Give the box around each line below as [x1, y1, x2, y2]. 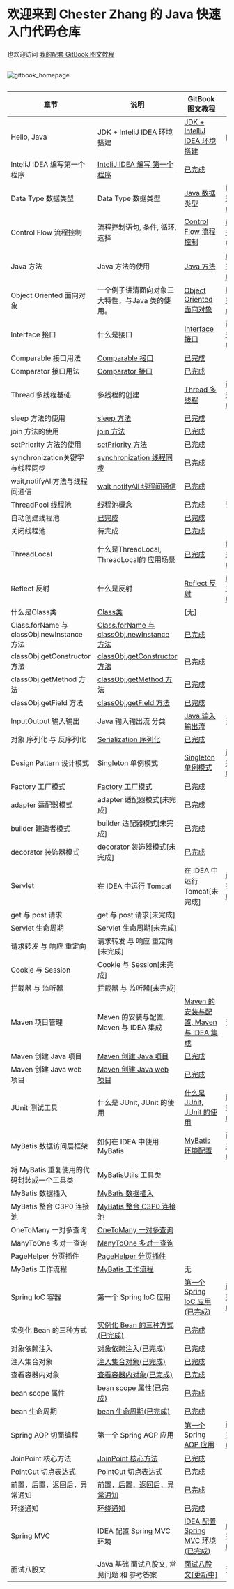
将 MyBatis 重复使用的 [10, 1165, 84, 1174]
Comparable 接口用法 [10, 353, 81, 363]
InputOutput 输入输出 [10, 716, 80, 726]
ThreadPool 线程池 [10, 500, 72, 510]
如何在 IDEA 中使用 [97, 1137, 159, 1146]
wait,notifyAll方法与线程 [10, 476, 88, 486]
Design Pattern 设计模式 [10, 758, 89, 768]
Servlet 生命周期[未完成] [97, 923, 178, 933]
